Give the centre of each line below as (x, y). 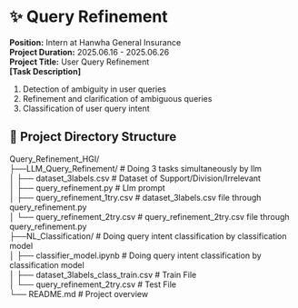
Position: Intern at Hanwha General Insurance (95, 42)
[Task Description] (45, 71)
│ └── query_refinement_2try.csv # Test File (93, 284)
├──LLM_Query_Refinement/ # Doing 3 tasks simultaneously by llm (135, 168)
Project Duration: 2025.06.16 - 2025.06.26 (89, 52)
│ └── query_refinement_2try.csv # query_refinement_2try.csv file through (149, 216)
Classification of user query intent (86, 108)
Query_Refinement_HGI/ (55, 159)
